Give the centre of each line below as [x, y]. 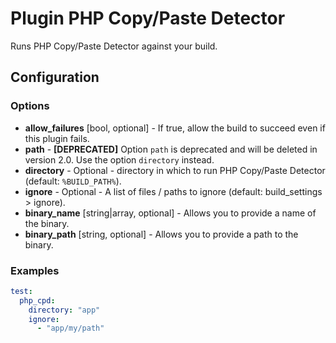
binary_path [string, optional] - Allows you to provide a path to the [161, 234]
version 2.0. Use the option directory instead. [119, 159]
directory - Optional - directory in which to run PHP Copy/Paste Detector [175, 170]
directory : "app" [64, 310]
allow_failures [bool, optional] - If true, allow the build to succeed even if [175, 128]
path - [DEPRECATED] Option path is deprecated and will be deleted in [171, 149]
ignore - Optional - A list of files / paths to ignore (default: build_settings [173, 191]
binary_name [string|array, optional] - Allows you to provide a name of [170, 213]
